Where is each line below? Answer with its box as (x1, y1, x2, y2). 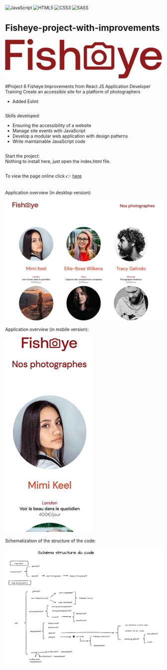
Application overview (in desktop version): (5, 189, 92, 195)
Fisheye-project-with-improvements (5, 22, 160, 33)
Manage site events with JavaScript (12, 128, 86, 134)
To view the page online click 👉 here (5, 173, 82, 179)
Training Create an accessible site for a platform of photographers (5, 88, 141, 94)
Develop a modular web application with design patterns (12, 133, 128, 139)
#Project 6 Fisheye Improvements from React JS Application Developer (5, 83, 151, 89)
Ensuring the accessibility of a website (12, 122, 91, 128)
